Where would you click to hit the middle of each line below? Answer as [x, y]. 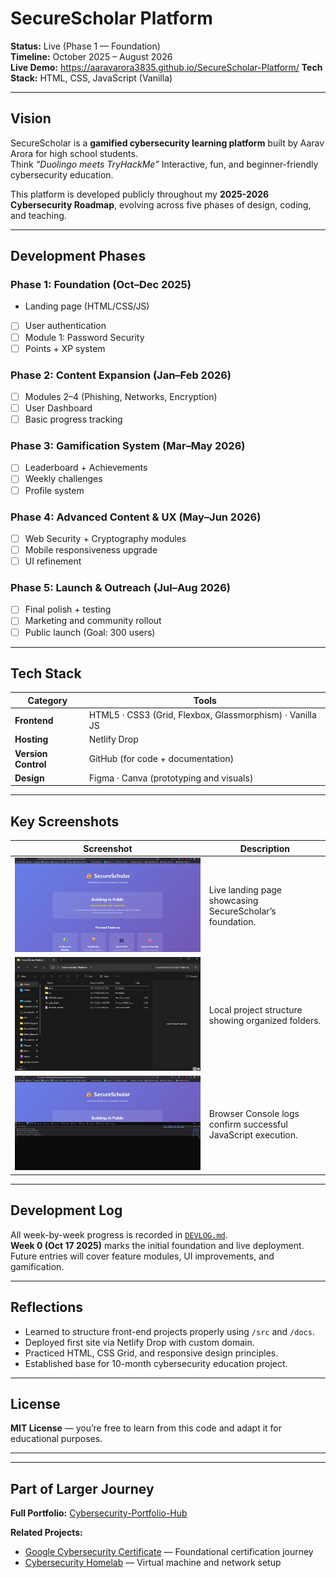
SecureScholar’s [242, 911]
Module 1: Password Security [84, 337]
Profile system [54, 490]
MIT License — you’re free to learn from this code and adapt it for [146, 1428]
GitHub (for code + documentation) [161, 759]
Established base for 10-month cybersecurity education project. [156, 1363]
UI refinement [53, 561]
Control [30, 764]
